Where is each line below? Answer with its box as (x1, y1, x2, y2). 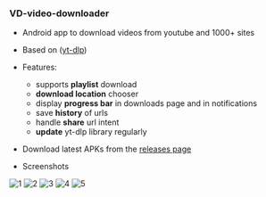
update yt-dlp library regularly (35, 127, 147, 137)
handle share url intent (35, 117, 120, 127)
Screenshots (21, 161, 70, 172)
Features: (21, 62, 58, 73)
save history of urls (35, 108, 109, 119)
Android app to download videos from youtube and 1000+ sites (21, 28, 255, 38)
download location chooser (35, 88, 139, 100)
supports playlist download (35, 79, 137, 90)
